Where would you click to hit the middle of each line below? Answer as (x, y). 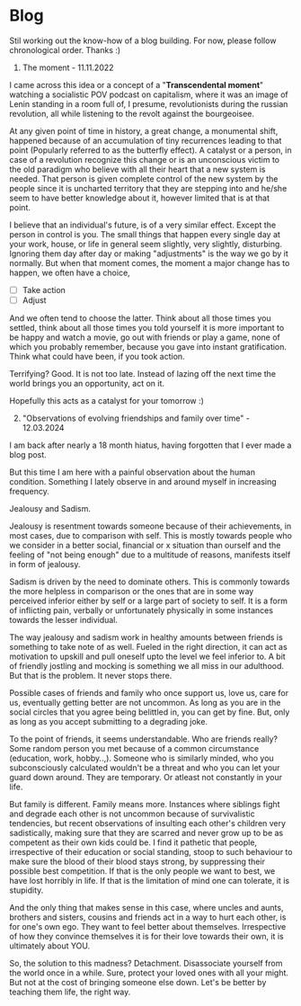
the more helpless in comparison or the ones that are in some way (132, 592)
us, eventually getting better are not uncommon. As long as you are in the (145, 703)
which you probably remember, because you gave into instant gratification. (148, 347)
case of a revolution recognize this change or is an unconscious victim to (145, 159)
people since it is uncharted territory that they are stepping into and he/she (148, 188)
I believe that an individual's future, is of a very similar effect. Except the (143, 225)
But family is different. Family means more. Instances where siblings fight (145, 805)
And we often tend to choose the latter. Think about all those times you (140, 318)
